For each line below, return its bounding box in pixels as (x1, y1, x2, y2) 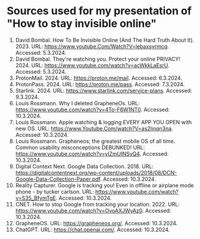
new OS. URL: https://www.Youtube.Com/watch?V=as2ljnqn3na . (15, 125, 173, 132)
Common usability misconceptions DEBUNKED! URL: (15, 144, 145, 151)
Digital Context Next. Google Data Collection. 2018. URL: (15, 162, 154, 170)
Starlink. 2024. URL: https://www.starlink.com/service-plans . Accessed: (15, 87, 192, 94)
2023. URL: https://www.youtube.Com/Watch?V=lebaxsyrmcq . (15, 43, 169, 50)
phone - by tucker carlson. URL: (15, 188, 94, 195)
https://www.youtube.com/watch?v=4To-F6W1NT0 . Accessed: (15, 106, 170, 113)
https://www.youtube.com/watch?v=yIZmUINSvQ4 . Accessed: (15, 150, 169, 157)
